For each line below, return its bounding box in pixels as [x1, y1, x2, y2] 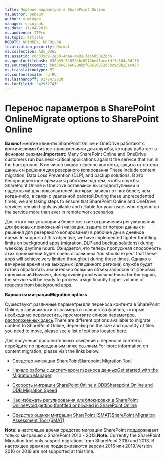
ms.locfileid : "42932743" [5, 81, 59, 86]
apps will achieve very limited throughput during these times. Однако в [5, 256, 151, 262]
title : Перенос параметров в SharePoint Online [5, 7, 106, 12]
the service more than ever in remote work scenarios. [5, 209, 115, 215]
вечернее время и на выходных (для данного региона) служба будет [5, 261, 153, 267]
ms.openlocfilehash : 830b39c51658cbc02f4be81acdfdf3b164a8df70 [5, 58, 139, 63]
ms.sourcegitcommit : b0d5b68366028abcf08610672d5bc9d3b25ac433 [5, 63, 139, 68]
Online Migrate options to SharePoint [5, 113, 159, 124]
